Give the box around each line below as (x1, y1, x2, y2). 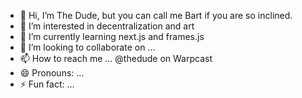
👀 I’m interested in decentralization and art (19, 20, 195, 32)
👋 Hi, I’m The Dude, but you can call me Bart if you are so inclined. (19, 10, 293, 21)
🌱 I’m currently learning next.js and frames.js (19, 31, 205, 42)
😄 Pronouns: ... (19, 67, 85, 79)
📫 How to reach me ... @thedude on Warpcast (19, 53, 213, 64)
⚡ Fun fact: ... (19, 78, 75, 90)
